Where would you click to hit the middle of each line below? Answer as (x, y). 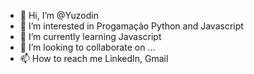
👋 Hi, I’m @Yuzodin (59, 15)
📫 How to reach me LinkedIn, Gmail (94, 58)
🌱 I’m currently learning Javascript (90, 36)
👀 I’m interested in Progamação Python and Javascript (131, 26)
